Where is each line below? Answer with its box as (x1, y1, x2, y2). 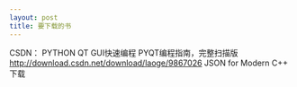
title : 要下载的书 (9, 22, 72, 30)
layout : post (9, 13, 58, 22)
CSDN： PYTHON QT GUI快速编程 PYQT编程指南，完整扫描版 (9, 47, 238, 58)
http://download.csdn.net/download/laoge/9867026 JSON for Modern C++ (9, 57, 289, 68)
